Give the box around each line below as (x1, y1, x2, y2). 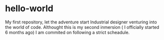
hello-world (5, 3, 54, 14)
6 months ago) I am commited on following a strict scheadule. (5, 29, 130, 35)
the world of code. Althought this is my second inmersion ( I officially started (5, 24, 160, 30)
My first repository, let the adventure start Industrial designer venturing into (5, 19, 157, 25)
